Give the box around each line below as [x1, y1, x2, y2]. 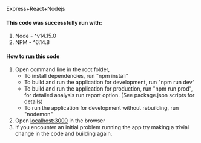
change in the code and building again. [15, 130, 113, 138]
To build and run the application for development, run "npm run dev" [24, 78, 195, 86]
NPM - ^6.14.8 [15, 39, 50, 46]
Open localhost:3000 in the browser [15, 117, 105, 124]
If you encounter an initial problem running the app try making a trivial [15, 124, 189, 131]
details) [24, 98, 44, 105]
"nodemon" [24, 111, 53, 118]
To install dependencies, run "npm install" [24, 72, 128, 80]
